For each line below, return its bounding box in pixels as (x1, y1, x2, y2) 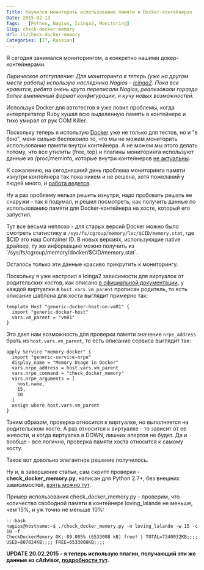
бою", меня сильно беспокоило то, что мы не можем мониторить (6, 135, 178, 142)
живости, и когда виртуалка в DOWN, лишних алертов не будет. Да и (6, 432, 188, 439)
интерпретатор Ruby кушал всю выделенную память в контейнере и (6, 111, 186, 117)
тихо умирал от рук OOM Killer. (6, 117, 87, 124)
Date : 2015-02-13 (6, 15, 51, 21)
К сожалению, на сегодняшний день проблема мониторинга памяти (6, 166, 186, 174)
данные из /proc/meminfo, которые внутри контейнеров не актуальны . (6, 155, 191, 162)
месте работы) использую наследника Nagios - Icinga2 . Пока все (6, 79, 179, 86)
